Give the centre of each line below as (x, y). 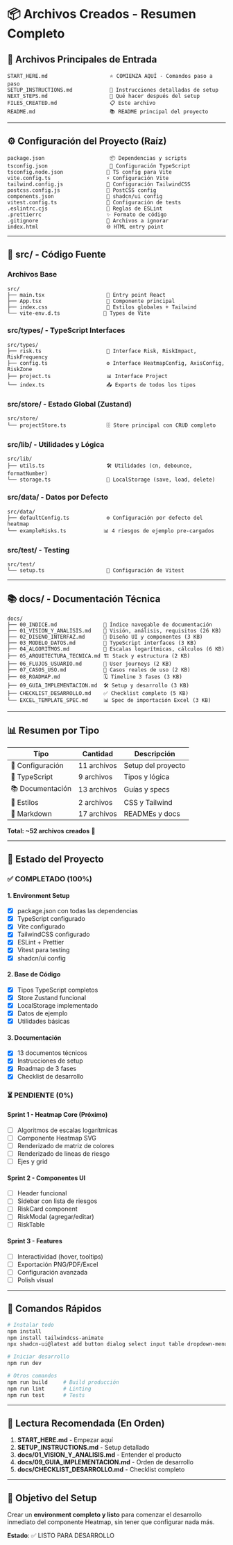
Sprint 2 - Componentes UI (46, 1178)
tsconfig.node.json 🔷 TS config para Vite (89, 172)
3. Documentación (34, 1038)
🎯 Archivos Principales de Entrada (82, 59)
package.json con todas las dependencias (78, 911)
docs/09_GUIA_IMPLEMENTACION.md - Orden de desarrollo (105, 1462)
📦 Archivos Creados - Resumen (102, 14)
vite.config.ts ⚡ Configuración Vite (88, 178)
